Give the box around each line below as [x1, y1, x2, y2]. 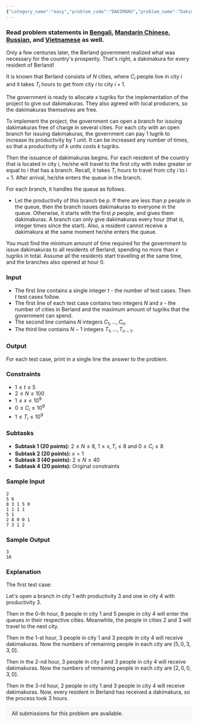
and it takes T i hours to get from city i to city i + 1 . [6, 80, 126, 89]
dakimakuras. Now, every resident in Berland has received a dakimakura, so [6, 688, 190, 695]
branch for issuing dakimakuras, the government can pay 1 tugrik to [6, 130, 170, 137]
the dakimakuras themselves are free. [6, 106, 98, 113]
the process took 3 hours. [6, 695, 69, 702]
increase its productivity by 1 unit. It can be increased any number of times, [6, 136, 189, 143]
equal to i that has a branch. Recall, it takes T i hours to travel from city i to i [6, 166, 187, 175]
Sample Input [6, 478, 45, 486]
